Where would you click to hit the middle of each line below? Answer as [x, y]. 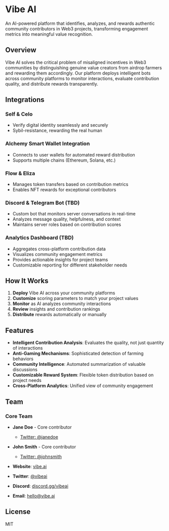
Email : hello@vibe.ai [34, 496]
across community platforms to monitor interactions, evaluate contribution [82, 78]
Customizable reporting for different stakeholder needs [70, 265]
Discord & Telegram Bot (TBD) [42, 203]
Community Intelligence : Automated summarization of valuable [79, 364]
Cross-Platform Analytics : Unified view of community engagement [83, 386]
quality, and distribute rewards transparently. [52, 84]
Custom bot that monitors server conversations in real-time [74, 214]
